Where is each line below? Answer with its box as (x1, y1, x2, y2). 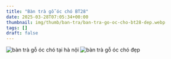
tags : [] (6, 25, 28, 31)
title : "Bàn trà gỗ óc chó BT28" (6, 8, 89, 15)
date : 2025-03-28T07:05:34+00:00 (6, 14, 89, 20)
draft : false (6, 30, 38, 36)
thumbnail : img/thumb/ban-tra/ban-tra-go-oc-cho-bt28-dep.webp (6, 19, 166, 25)
